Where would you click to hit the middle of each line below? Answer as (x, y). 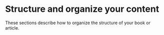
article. (12, 28)
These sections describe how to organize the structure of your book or (78, 23)
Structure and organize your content (82, 9)
